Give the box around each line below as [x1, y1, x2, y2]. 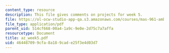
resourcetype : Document [5, 31, 55, 36]
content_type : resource [5, 7, 55, 13]
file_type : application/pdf [5, 21, 64, 27]
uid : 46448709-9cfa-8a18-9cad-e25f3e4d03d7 [5, 40, 98, 45]
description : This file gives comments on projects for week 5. [5, 12, 143, 17]
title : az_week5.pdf [5, 36, 49, 41]
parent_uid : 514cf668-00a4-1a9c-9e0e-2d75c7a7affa [5, 26, 114, 31]
